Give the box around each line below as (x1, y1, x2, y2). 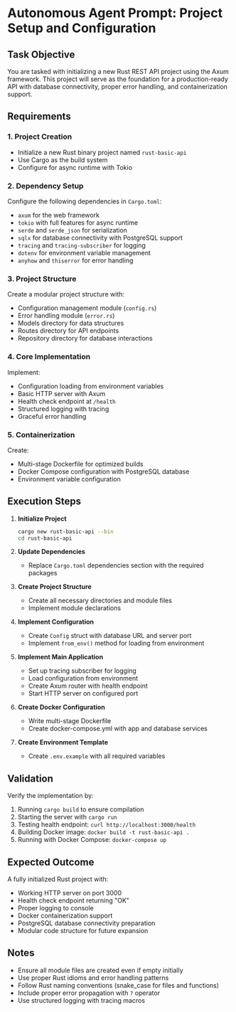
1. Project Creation (7, 132, 73, 142)
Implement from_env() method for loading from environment (28, 639, 205, 648)
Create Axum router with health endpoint (28, 681, 148, 691)
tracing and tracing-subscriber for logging (17, 240, 146, 250)
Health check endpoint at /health (17, 397, 116, 405)
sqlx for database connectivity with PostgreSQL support (17, 233, 183, 242)
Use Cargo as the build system (17, 155, 108, 164)
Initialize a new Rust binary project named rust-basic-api (17, 148, 187, 156)
